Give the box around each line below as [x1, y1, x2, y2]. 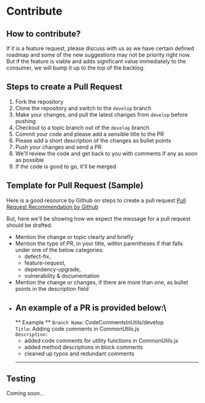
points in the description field [15, 285, 89, 292]
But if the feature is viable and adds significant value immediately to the [6, 58, 186, 65]
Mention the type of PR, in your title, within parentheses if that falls [15, 240, 183, 247]
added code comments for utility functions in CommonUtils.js [24, 337, 179, 344]
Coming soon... [6, 390, 45, 397]
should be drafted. [6, 221, 53, 229]
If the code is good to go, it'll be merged [15, 163, 117, 170]
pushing [15, 117, 36, 124]
